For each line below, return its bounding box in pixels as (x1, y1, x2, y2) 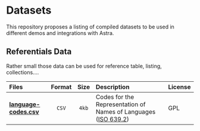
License (168, 82, 191, 91)
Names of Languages (95, 107, 156, 116)
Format (51, 82, 72, 91)
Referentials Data (6, 47, 72, 57)
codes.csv (9, 107, 40, 116)
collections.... (6, 69, 39, 76)
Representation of (95, 100, 146, 108)
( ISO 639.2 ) (95, 115, 130, 123)
